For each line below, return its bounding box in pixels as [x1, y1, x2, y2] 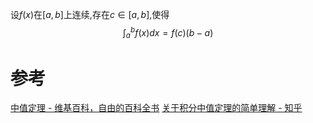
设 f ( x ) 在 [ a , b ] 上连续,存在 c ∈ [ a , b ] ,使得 [10, 9, 170, 20]
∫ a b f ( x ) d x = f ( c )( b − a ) [122, 25, 214, 41]
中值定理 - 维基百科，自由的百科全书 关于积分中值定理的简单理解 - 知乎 [10, 102, 303, 114]
